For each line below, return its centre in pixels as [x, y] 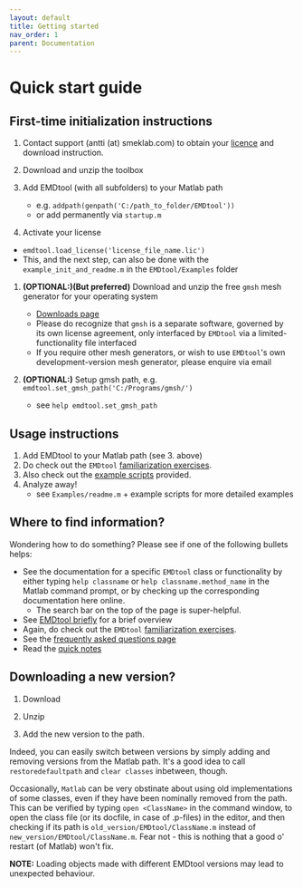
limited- [273, 333]
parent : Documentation [52, 43]
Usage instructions [64, 434]
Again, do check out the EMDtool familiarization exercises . [129, 629]
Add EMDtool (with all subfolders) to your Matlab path [123, 188]
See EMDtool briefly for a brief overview [97, 619]
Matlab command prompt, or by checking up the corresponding [141, 591]
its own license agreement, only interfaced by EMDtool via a [146, 333]
